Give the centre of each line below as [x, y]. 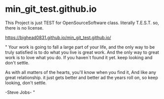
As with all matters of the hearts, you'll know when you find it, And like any [81, 72]
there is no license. [24, 28]
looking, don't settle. [26, 83]
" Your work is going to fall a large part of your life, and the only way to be [80, 47]
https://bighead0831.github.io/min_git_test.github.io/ [58, 37]
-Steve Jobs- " [20, 92]
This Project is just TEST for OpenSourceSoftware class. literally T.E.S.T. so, [82, 23]
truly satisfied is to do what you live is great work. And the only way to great [82, 52]
